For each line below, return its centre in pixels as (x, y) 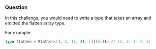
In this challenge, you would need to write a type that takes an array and (78, 18)
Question (16, 7)
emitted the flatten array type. (35, 23)
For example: (18, 33)
